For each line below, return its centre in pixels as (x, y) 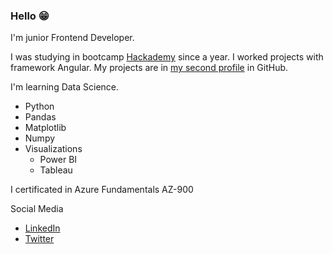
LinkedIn (42, 228)
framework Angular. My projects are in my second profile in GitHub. (149, 68)
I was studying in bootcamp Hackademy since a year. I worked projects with (167, 57)
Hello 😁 (30, 16)
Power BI (58, 160)
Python (39, 106)
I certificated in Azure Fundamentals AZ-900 (102, 190)
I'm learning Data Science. (65, 87)
